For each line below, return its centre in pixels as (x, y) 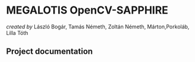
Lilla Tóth (17, 32)
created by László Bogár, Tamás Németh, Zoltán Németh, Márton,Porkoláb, (98, 27)
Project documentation (49, 52)
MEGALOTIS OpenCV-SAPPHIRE (87, 10)
